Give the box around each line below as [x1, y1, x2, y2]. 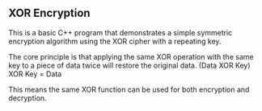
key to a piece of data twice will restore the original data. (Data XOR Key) [8, 60, 251, 70]
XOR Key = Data [8, 68, 62, 79]
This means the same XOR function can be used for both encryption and [8, 84, 250, 94]
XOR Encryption [8, 6, 91, 20]
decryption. [8, 92, 47, 103]
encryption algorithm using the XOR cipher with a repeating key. [8, 36, 222, 46]
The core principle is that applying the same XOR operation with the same [8, 51, 254, 61]
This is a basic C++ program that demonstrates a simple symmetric [8, 27, 233, 37]
